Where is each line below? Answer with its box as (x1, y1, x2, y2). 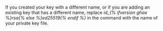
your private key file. (5, 20, 49, 26)
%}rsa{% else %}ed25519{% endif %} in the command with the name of (5, 15, 158, 20)
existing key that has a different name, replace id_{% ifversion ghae (5, 9, 148, 15)
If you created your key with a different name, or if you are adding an (5, 4, 150, 10)
